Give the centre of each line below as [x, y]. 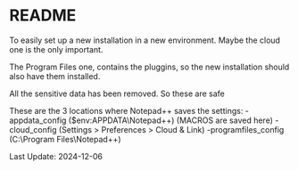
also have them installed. [55, 76]
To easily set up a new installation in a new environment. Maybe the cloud [145, 40]
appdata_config [38, 120]
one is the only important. [56, 49]
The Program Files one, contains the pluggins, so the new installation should [149, 67]
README [43, 16]
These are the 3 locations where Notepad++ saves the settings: [126, 110]
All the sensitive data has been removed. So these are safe [117, 93]
